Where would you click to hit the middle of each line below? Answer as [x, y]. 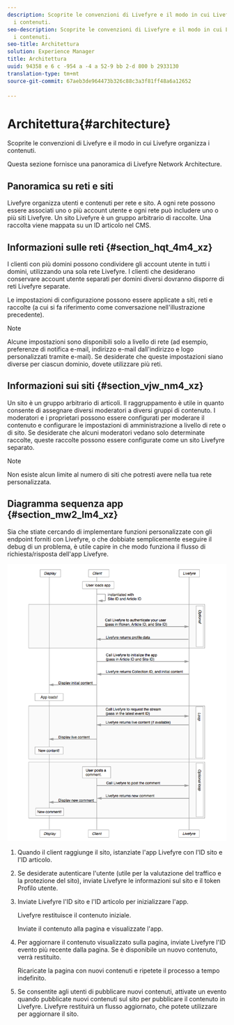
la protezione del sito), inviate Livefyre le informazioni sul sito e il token [119, 880]
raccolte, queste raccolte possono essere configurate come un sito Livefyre [116, 439]
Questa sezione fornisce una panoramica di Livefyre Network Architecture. [115, 164]
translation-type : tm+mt [43, 73]
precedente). [26, 314]
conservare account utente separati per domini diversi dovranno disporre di [116, 279]
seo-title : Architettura [43, 44]
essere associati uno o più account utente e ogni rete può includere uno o [113, 210]
